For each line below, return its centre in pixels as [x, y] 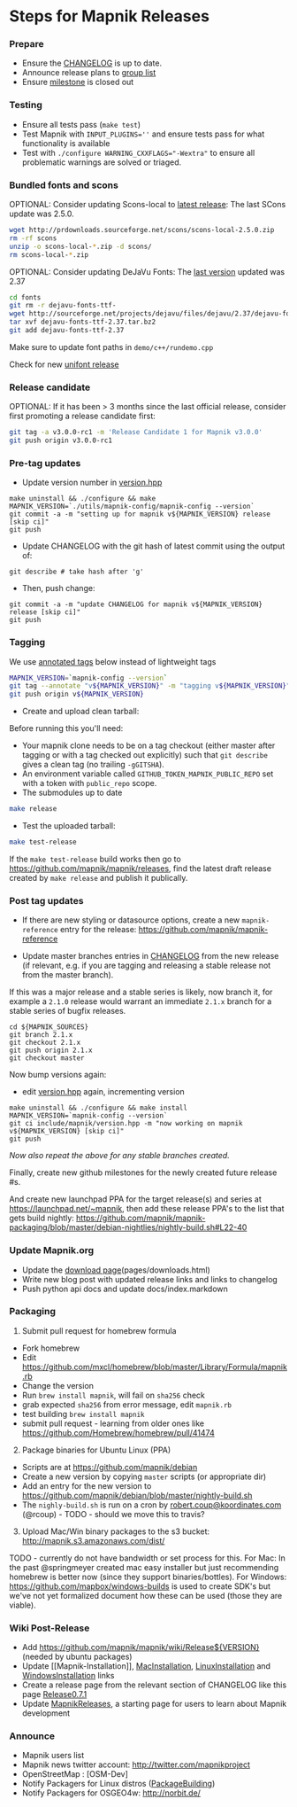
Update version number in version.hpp [92, 483]
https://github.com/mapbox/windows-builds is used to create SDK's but [140, 1586]
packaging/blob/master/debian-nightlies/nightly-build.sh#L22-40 [128, 1227]
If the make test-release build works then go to [95, 859]
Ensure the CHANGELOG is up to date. [91, 63]
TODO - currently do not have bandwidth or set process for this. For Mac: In [147, 1558]
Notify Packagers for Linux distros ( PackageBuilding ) [118, 1784]
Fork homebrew [51, 1348]
